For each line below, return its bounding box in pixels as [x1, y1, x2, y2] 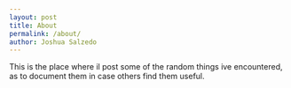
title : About [9, 21, 58, 30]
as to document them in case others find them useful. [9, 71, 206, 82]
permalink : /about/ [9, 29, 82, 38]
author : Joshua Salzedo [9, 37, 98, 47]
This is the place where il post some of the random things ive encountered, [9, 62, 283, 72]
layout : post [9, 12, 58, 22]
